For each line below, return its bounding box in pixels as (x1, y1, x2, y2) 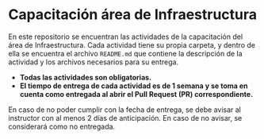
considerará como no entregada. (8, 122, 116, 131)
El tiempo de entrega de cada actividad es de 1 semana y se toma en (19, 81, 248, 91)
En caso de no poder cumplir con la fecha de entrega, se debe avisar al (8, 105, 242, 114)
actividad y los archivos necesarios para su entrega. (8, 57, 179, 67)
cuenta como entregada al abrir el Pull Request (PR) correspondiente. (19, 89, 254, 98)
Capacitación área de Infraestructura (8, 6, 258, 24)
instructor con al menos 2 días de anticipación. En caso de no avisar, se (8, 113, 243, 122)
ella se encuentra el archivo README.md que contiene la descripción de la (8, 48, 243, 58)
